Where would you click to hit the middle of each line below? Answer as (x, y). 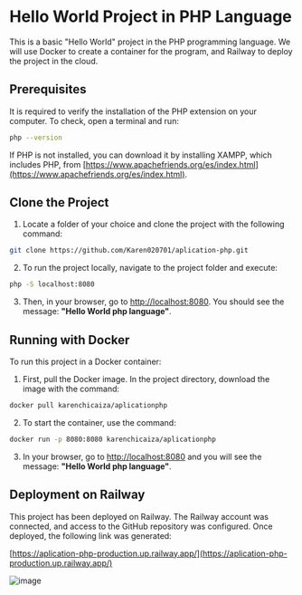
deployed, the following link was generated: (90, 535)
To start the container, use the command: (99, 422)
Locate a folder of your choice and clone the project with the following (153, 225)
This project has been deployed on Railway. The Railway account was (139, 516)
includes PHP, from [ (48, 164)
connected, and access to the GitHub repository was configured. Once (141, 526)
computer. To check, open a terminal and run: (94, 120)
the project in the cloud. (54, 61)
